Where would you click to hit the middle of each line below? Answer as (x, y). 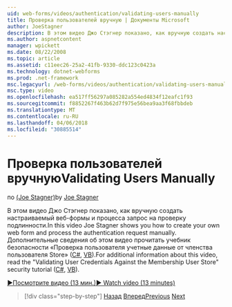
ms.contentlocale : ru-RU (43, 116)
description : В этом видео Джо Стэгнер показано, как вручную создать (111, 33)
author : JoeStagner (35, 26)
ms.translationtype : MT (41, 110)
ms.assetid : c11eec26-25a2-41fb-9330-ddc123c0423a (81, 65)
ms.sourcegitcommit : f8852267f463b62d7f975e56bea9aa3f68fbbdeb (100, 104)
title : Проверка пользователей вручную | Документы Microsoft (98, 20)
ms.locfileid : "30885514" (44, 129)
